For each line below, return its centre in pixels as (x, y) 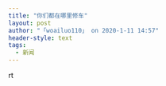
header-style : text (41, 38)
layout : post (30, 23)
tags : (17, 45)
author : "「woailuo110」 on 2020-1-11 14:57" (83, 30)
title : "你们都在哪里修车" (48, 16)
